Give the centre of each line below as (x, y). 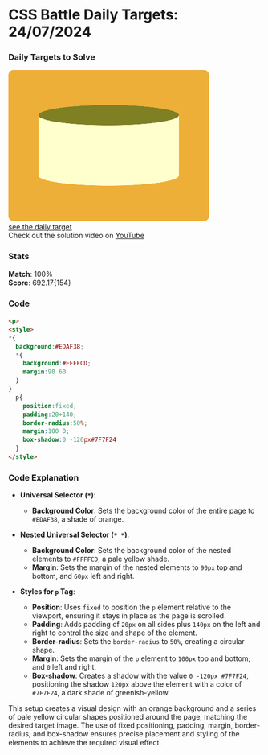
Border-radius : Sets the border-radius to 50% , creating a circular (138, 642)
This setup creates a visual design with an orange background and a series (132, 708)
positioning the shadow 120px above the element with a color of (137, 684)
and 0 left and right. (64, 667)
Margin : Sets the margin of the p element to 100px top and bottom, (141, 658)
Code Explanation (44, 477)
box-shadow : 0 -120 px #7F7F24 (69, 440)
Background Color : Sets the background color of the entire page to (143, 511)
